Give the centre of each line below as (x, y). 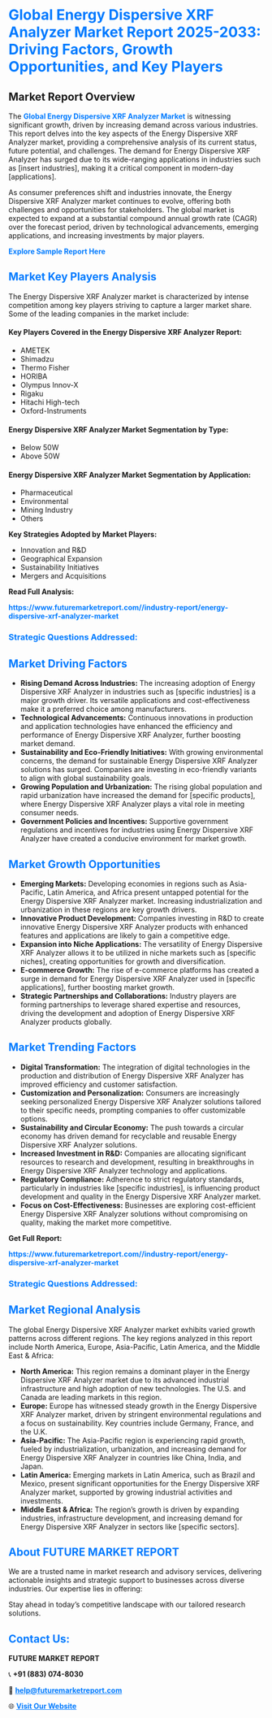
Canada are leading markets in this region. (91, 1397)
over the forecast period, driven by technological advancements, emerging (134, 227)
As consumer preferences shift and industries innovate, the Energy (120, 192)
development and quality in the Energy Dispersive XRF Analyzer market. (140, 1196)
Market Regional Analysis (75, 1310)
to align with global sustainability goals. (86, 779)
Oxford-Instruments (53, 411)
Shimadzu (37, 359)
